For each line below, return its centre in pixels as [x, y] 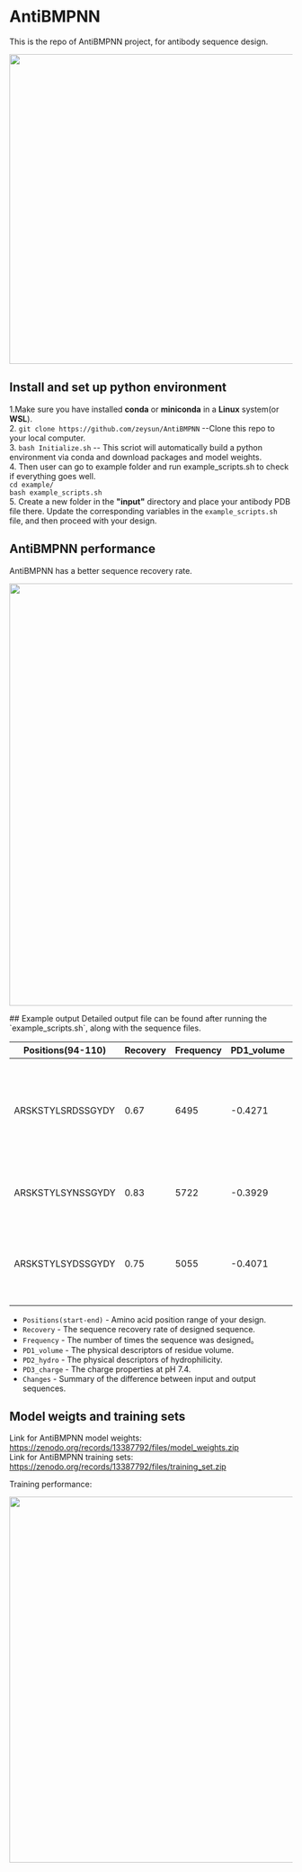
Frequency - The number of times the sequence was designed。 [140, 1340]
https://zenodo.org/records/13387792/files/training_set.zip [118, 1467]
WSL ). [21, 418]
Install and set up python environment [118, 388]
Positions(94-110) [65, 1050]
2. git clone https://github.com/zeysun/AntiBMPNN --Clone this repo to [142, 428]
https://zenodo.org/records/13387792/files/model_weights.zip [124, 1448]
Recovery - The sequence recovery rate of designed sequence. [139, 1329]
